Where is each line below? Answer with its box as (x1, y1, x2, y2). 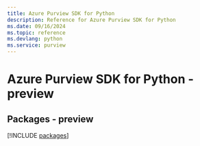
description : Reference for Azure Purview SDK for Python (7, 16, 176, 23)
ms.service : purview (7, 42, 66, 49)
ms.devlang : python (7, 36, 63, 42)
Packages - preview (7, 113, 94, 125)
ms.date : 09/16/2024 (7, 23, 66, 29)
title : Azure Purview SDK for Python (7, 10, 115, 17)
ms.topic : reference (7, 29, 66, 36)
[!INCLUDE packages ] (7, 132, 69, 139)
